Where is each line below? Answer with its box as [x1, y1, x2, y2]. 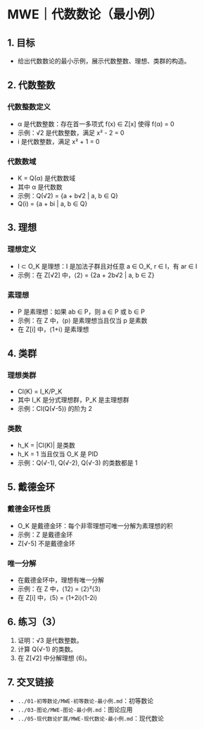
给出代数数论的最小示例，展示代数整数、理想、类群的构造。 [17, 57, 191, 65]
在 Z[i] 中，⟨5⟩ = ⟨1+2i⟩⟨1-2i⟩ [17, 593, 98, 601]
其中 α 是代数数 [17, 183, 63, 191]
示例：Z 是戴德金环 [17, 530, 73, 539]
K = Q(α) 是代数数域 [17, 173, 76, 182]
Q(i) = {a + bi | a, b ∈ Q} [17, 199, 88, 208]
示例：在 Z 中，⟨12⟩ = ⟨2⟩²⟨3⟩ [17, 584, 101, 593]
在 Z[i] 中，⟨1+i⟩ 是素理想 [17, 325, 89, 333]
